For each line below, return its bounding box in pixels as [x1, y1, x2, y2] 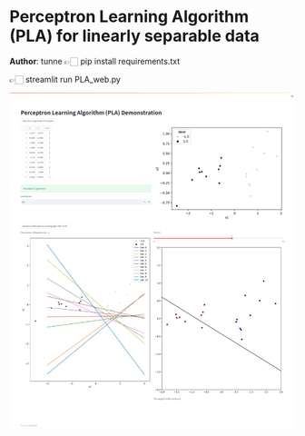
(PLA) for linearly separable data [9, 25, 261, 46]
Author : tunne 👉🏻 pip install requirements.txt [9, 55, 181, 66]
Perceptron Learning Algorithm [9, 6, 250, 27]
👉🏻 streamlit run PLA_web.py [9, 74, 121, 84]
